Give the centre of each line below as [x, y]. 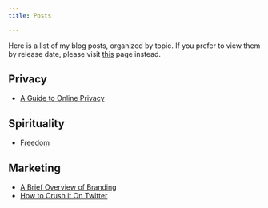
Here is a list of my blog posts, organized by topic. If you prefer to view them [134, 46]
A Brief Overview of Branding [68, 187]
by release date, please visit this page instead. [85, 54]
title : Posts [30, 16]
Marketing [35, 168]
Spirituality [37, 124]
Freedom [35, 143]
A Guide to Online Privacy [62, 98]
